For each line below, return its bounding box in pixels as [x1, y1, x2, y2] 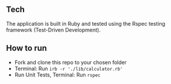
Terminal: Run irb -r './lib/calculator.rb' [14, 65, 123, 72]
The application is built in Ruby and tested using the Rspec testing [6, 20, 166, 27]
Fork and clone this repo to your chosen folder [14, 58, 127, 66]
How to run [6, 43, 47, 53]
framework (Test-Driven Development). [6, 26, 101, 33]
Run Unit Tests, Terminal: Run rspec [14, 71, 101, 78]
